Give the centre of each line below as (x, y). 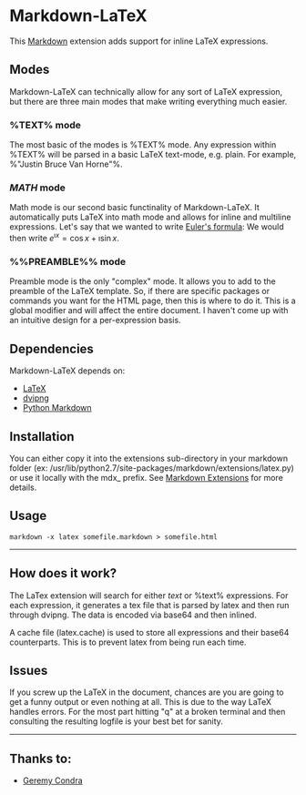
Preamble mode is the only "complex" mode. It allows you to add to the (143, 281)
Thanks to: (41, 758)
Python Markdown (57, 408)
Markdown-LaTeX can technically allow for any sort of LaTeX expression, (146, 91)
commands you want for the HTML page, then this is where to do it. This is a (153, 301)
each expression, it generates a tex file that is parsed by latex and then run (149, 605)
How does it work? (63, 573)
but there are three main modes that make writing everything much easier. (148, 101)
